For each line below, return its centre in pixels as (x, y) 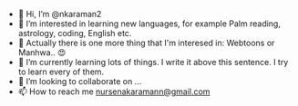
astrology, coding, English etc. (75, 33)
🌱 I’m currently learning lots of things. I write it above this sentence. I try (153, 62)
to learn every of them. (61, 72)
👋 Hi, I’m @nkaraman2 (60, 14)
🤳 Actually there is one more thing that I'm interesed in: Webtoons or (146, 43)
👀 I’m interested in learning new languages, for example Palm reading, (149, 24)
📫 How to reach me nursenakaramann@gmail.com (114, 92)
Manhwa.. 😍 (42, 53)
